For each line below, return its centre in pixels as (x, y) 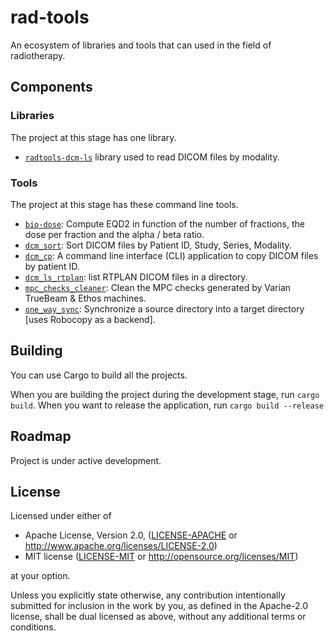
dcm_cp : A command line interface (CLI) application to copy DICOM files (171, 255)
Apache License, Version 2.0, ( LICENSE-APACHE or (131, 535)
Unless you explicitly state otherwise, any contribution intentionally (148, 595)
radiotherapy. (38, 55)
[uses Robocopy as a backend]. (90, 319)
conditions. (33, 627)
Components (51, 87)
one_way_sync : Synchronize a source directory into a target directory (164, 308)
